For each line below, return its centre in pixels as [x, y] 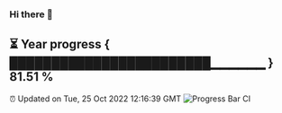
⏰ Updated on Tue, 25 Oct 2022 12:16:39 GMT [96, 99]
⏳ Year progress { [60, 44]
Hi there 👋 [32, 14]
